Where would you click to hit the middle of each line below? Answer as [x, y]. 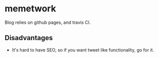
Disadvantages [29, 38]
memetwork [30, 9]
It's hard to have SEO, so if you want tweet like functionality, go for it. [83, 50]
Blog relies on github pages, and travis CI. [48, 22]
